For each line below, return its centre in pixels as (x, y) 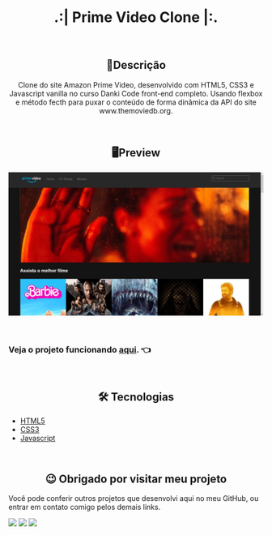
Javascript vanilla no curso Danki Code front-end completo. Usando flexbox (136, 93)
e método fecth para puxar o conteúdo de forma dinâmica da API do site (136, 102)
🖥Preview (136, 153)
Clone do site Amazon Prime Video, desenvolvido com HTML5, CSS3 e (136, 84)
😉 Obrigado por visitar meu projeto (136, 479)
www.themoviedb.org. (136, 110)
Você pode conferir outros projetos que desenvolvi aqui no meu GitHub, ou (134, 499)
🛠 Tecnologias (136, 397)
